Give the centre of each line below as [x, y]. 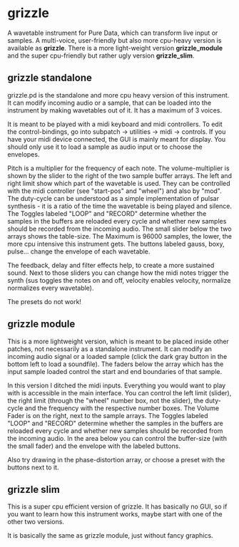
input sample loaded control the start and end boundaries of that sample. [115, 371]
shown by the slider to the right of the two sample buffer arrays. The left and [119, 175]
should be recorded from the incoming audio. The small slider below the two [119, 229]
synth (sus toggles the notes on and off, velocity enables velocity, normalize [119, 280]
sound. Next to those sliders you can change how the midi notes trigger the [118, 273]
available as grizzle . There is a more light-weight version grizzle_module [115, 48]
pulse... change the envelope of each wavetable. [79, 251]
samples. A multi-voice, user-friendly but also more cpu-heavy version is [115, 40]
